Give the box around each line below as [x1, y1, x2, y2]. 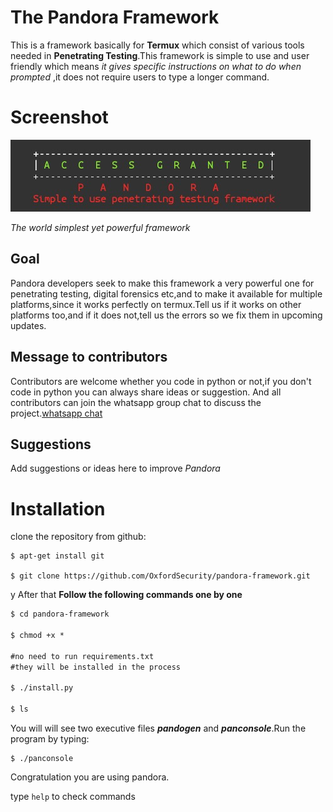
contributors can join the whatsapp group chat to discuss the [10, 396, 262, 408]
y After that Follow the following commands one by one [10, 589, 243, 601]
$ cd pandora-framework [10, 609, 110, 620]
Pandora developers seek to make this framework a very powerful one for [10, 277, 315, 289]
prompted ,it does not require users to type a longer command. [10, 71, 270, 83]
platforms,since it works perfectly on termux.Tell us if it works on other [10, 298, 302, 310]
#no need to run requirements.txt [10, 651, 155, 661]
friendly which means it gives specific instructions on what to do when [10, 60, 302, 72]
